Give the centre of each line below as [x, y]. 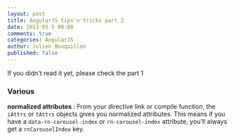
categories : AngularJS [40, 40]
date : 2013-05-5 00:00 [40, 27]
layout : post [26, 14]
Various [21, 91]
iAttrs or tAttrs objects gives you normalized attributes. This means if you [116, 114]
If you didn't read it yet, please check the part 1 [76, 73]
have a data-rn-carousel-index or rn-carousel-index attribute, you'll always [117, 122]
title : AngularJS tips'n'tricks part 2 [66, 20]
